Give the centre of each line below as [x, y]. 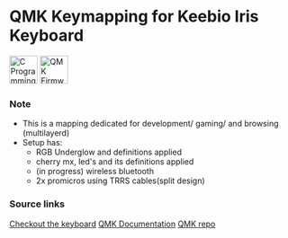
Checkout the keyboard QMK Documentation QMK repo [112, 224]
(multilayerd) [46, 133]
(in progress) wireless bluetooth [95, 172]
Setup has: [42, 143]
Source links [37, 204]
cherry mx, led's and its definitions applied [115, 162]
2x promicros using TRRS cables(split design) [120, 181]
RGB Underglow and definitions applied [109, 152]
